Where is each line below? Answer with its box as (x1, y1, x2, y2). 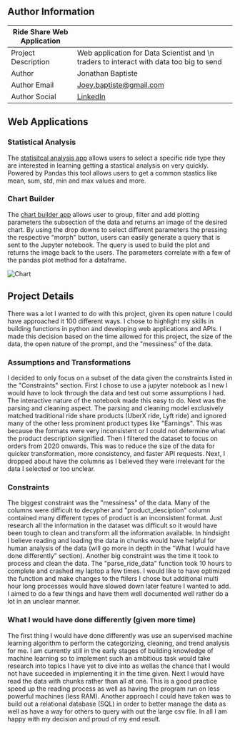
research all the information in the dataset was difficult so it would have (7, 521, 218, 530)
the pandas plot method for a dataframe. (7, 255, 127, 264)
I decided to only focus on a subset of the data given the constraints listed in (7, 373, 233, 382)
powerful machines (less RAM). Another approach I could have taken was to (7, 691, 231, 700)
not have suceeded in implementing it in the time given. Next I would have (7, 669, 225, 677)
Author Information (7, 6, 95, 18)
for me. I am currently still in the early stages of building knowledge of (7, 646, 214, 655)
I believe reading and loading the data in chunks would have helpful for (7, 537, 216, 545)
